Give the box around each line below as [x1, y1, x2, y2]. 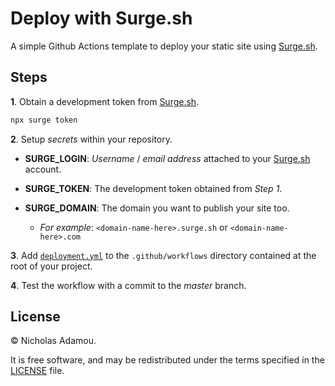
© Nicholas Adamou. [10, 335, 97, 347]
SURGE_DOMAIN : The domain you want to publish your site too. [24, 202, 290, 214]
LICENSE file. [10, 365, 65, 377]
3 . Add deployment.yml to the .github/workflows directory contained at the [10, 249, 317, 261]
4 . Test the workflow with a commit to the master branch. [10, 279, 247, 291]
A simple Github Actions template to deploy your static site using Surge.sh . [10, 40, 318, 52]
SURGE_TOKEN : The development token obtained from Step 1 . [24, 182, 283, 194]
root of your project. [10, 260, 93, 272]
